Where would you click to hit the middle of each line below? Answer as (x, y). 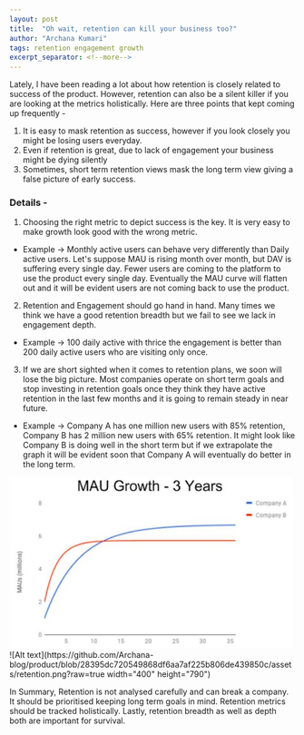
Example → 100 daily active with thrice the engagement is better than (152, 343)
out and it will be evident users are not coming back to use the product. (156, 288)
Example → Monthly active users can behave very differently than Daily (156, 250)
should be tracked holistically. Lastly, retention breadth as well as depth (143, 710)
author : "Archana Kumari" (58, 38)
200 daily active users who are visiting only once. (115, 352)
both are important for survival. (68, 720)
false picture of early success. (79, 179)
